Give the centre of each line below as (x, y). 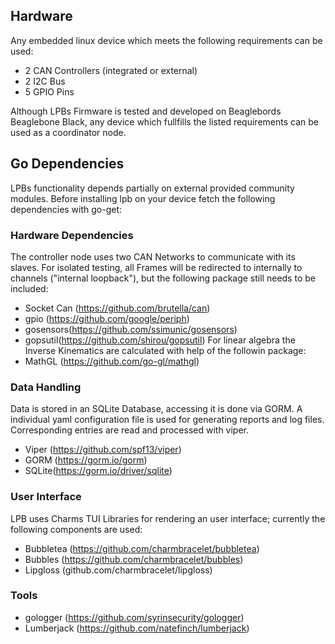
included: (29, 288)
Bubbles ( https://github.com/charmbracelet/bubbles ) (134, 559)
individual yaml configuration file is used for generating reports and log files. (167, 420)
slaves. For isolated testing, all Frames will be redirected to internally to (156, 267)
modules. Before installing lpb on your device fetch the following (143, 198)
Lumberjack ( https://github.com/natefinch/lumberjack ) (137, 628)
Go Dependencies (67, 164)
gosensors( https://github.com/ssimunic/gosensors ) (131, 329)
